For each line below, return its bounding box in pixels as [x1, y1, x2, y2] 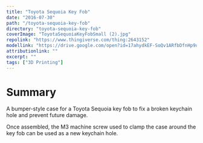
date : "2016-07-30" [6, 14, 56, 21]
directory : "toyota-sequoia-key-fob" [6, 25, 101, 32]
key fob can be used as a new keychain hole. [6, 130, 118, 137]
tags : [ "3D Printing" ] [6, 59, 63, 65]
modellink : [6, 43, 34, 49]
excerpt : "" [6, 54, 36, 60]
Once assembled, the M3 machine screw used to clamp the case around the [6, 123, 196, 130]
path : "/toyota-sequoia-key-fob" [6, 20, 91, 26]
